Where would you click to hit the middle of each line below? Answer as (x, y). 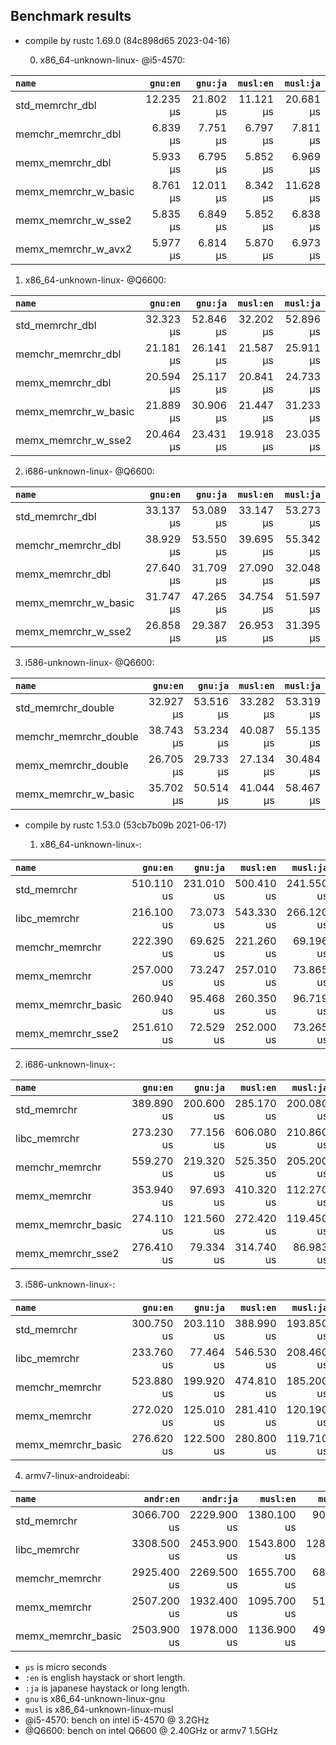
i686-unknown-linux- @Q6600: (89, 471)
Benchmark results (71, 16)
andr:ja (219, 1498)
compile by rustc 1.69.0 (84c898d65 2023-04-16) (127, 40)
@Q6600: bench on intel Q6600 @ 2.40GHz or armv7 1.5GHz (151, 1730)
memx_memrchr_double (72, 765)
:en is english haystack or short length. (105, 1677)
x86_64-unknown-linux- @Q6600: (95, 280)
